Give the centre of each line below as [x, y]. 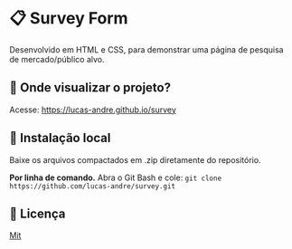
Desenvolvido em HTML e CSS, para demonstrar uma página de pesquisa [146, 49]
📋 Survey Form [69, 19]
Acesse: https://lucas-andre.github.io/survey [93, 110]
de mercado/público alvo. [57, 59]
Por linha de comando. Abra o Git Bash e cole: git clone [116, 177]
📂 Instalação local [60, 138]
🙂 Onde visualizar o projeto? [90, 88]
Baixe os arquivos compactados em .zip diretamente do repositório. [135, 159]
